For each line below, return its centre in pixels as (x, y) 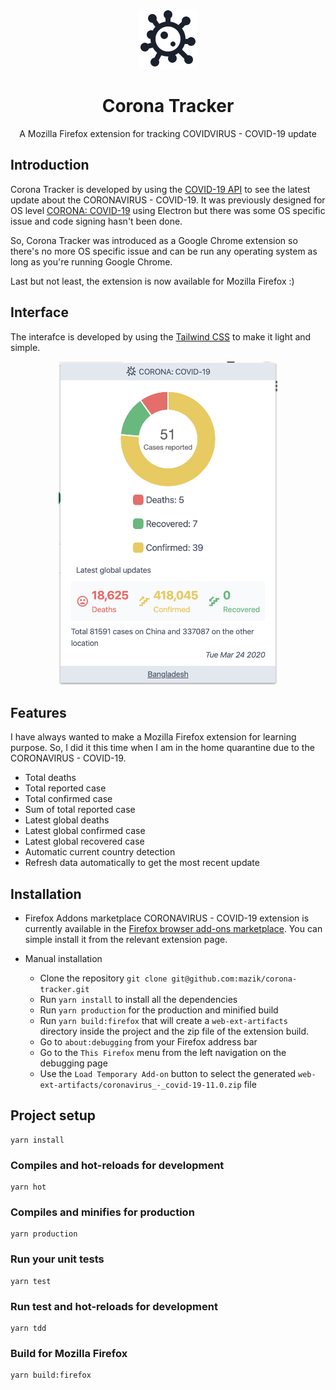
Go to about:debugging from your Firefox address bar (148, 1041)
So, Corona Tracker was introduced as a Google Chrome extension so (154, 240)
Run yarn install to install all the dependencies (138, 999)
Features (38, 712)
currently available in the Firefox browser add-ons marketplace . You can (173, 928)
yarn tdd (28, 1328)
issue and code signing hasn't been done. (96, 221)
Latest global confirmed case (85, 831)
